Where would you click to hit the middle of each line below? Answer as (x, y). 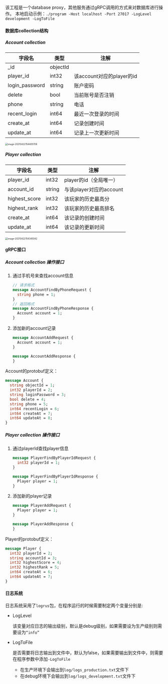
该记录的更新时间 (85, 227)
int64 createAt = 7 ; (31, 414)
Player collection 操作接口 (33, 435)
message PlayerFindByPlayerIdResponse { (55, 476)
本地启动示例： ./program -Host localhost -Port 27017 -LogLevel (83, 14)
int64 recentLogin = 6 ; (34, 409)
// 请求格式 (23, 285)
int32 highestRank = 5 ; (34, 567)
